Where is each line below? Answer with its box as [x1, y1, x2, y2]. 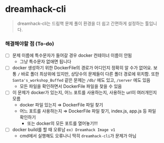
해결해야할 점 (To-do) [5, 40, 54, 47]
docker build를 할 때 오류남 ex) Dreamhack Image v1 [12, 127, 116, 133]
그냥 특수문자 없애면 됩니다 [19, 58, 72, 65]
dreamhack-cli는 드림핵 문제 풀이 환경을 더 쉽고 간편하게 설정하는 [17, 20, 144, 26]
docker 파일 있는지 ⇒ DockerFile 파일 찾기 [19, 102, 103, 108]
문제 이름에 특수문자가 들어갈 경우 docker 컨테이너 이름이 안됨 [12, 52, 132, 58]
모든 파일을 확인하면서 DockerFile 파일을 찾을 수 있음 [19, 83, 122, 90]
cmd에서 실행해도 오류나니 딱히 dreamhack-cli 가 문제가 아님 [19, 133, 137, 139]
